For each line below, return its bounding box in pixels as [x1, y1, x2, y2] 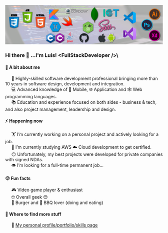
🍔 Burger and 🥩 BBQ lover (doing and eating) [11, 200, 103, 206]
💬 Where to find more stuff [5, 211, 61, 217]
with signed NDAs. [5, 156, 43, 162]
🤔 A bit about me [5, 64, 40, 70]
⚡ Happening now [5, 118, 43, 124]
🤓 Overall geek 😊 [11, 194, 48, 200]
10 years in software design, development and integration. [5, 80, 125, 87]
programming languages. [5, 93, 57, 99]
